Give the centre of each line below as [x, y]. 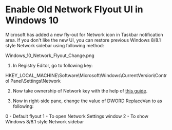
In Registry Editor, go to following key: [53, 65]
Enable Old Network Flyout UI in [74, 10]
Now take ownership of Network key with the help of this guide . [80, 90]
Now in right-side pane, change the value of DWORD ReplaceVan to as [88, 101]
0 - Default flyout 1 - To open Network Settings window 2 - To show [77, 116]
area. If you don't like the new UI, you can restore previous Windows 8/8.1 [83, 40]
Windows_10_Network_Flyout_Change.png [50, 55]
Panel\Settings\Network [35, 81]
